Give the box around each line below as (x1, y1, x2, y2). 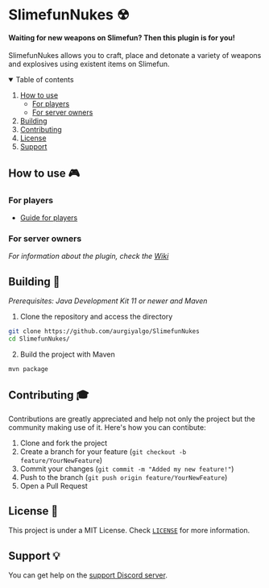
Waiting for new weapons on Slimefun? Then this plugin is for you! (8, 32, 235, 42)
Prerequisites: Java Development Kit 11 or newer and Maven (8, 296, 208, 306)
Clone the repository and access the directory (19, 312, 173, 322)
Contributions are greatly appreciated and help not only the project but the (8, 414, 255, 423)
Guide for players (19, 213, 78, 223)
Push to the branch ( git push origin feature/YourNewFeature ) (19, 472, 228, 482)
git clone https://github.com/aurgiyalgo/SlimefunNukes (8, 327, 200, 336)
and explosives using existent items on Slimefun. (8, 59, 171, 69)
